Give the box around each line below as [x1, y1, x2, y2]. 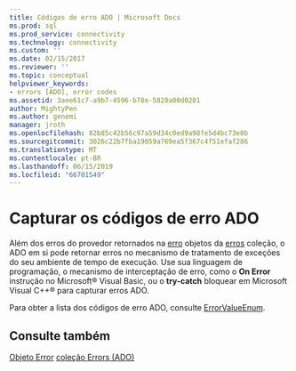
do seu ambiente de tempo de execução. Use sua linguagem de [9, 257, 243, 268]
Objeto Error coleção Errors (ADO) [9, 352, 135, 362]
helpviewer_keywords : [9, 79, 90, 88]
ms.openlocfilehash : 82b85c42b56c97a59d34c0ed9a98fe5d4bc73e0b [9, 129, 249, 138]
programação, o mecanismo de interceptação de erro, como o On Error [9, 266, 271, 277]
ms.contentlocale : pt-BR [9, 153, 101, 163]
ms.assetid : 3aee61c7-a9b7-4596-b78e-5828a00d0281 [9, 95, 201, 105]
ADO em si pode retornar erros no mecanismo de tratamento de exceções [9, 247, 281, 258]
